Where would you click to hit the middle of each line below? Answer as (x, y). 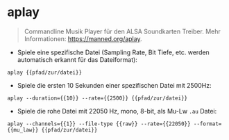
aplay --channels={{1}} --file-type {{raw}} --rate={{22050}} (99, 124)
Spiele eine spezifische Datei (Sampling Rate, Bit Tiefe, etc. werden (113, 52)
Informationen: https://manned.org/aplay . (83, 38)
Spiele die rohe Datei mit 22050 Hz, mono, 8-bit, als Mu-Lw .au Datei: (117, 111)
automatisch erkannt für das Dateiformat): (77, 59)
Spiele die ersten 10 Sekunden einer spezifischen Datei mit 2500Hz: (114, 85)
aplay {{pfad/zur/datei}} (44, 72)
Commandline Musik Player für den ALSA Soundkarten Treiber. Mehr (122, 31)
